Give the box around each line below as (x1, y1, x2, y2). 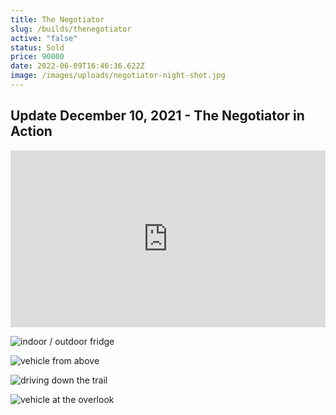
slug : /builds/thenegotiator (10, 24, 132, 34)
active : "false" (10, 33, 78, 43)
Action (10, 123, 53, 140)
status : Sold (10, 42, 65, 53)
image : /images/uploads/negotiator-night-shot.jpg (10, 71, 226, 81)
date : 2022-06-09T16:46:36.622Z (10, 61, 145, 71)
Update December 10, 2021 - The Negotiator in (10, 107, 305, 125)
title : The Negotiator (10, 14, 105, 25)
